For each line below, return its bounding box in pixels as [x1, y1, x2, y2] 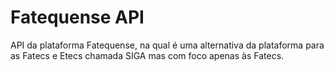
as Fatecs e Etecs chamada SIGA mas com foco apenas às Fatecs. [10, 49, 285, 61]
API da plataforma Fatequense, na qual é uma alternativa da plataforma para [10, 39, 325, 51]
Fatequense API [10, 6, 145, 29]
